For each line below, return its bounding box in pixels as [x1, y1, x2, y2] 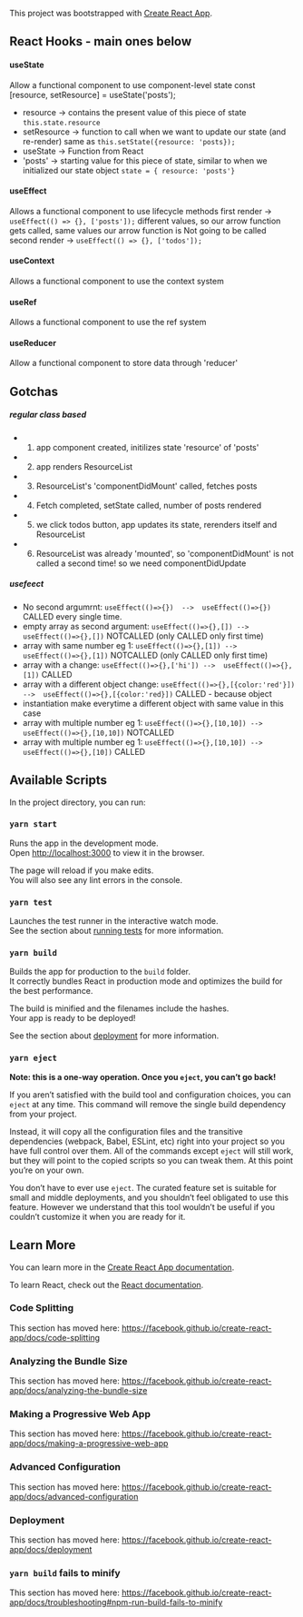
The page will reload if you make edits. [9, 865, 154, 876]
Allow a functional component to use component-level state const [9, 79, 256, 90]
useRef [9, 296, 37, 307]
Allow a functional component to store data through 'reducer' [9, 358, 239, 369]
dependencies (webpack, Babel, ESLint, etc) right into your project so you [9, 1136, 286, 1146]
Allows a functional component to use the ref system [9, 317, 207, 328]
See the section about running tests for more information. [9, 926, 224, 937]
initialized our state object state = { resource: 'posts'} [22, 164, 236, 175]
